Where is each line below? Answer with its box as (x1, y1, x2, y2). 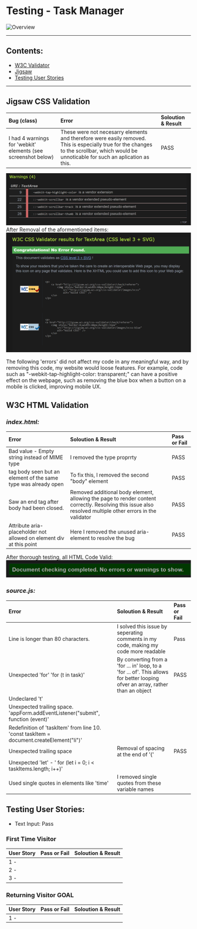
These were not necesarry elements (60, 129, 148, 136)
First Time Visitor (6, 835, 57, 843)
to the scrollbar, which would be (60, 147, 138, 154)
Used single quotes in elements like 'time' (8, 779, 109, 787)
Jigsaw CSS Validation (6, 97, 90, 107)
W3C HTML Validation (6, 400, 89, 410)
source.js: (6, 587, 36, 595)
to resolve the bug (90, 534, 135, 541)
